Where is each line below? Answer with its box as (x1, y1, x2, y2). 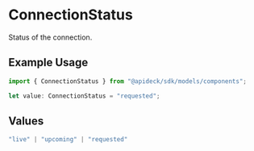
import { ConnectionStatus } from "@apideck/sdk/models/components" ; (8, 77, 248, 86)
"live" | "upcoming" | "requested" (8, 136, 128, 144)
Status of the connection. (8, 32, 93, 42)
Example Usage (8, 56, 89, 69)
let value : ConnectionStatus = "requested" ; (8, 91, 160, 100)
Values (8, 114, 44, 128)
